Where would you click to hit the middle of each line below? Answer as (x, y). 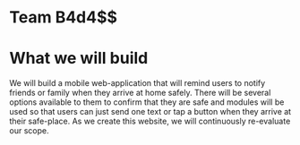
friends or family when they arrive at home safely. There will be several (140, 93)
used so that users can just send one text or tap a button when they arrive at (150, 112)
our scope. (29, 131)
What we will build (79, 59)
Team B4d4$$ (64, 17)
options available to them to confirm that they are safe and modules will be (147, 102)
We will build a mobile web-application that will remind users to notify (137, 83)
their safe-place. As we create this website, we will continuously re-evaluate (150, 121)
